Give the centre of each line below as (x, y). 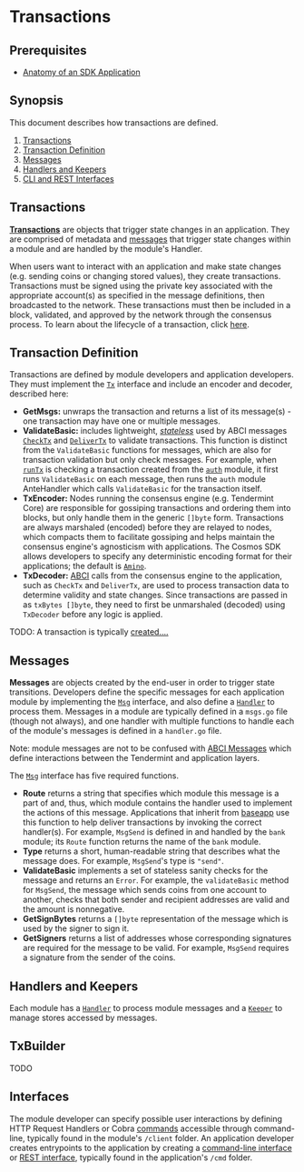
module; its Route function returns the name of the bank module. (142, 842)
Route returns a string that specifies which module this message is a (151, 794)
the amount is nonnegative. (74, 909)
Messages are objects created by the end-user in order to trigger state (142, 683)
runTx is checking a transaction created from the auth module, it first (150, 469)
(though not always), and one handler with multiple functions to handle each (152, 721)
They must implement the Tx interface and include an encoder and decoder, (151, 385)
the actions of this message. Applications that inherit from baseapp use (156, 813)
